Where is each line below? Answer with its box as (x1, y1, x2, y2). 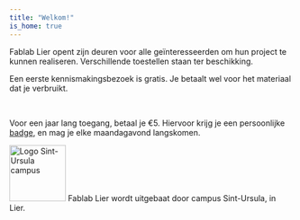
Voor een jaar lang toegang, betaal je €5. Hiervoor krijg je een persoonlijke (9, 118, 286, 128)
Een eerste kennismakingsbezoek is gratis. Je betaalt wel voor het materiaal (9, 73, 291, 84)
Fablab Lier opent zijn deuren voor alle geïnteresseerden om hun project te (9, 46, 287, 57)
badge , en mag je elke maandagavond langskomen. (9, 127, 201, 137)
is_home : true (9, 22, 63, 31)
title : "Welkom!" (9, 13, 75, 22)
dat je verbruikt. (9, 83, 68, 93)
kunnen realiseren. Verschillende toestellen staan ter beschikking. (9, 56, 254, 66)
